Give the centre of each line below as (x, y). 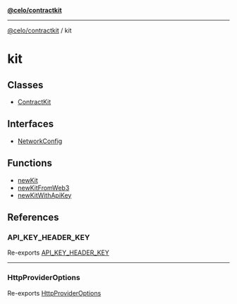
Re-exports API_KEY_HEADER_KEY (58, 253)
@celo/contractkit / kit (39, 30)
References (33, 218)
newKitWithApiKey (44, 195)
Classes (25, 85)
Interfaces (31, 124)
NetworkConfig (40, 141)
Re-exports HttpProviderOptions (54, 293)
